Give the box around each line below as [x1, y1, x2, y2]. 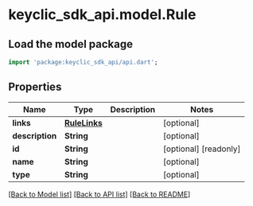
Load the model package [8, 37, 134, 51]
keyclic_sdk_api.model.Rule [8, 6, 197, 24]
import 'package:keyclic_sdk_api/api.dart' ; [8, 58, 158, 66]
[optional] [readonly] [162, 143, 241, 154]
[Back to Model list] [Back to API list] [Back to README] [8, 189, 191, 199]
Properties [8, 80, 62, 94]
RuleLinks [64, 117, 103, 128]
